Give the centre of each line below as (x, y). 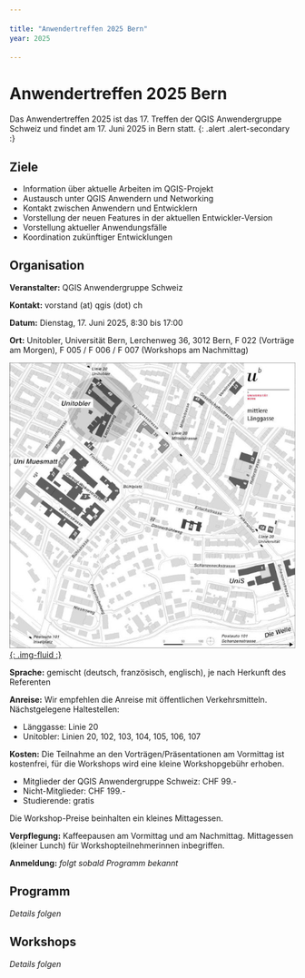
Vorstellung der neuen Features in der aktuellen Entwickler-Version (148, 217)
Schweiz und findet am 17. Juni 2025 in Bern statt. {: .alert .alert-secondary (150, 129)
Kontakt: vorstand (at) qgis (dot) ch (76, 305)
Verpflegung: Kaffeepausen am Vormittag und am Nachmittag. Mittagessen (151, 836)
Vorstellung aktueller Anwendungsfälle (95, 227)
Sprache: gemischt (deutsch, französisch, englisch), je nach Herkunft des (148, 673)
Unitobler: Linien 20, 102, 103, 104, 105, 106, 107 (112, 736)
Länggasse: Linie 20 (60, 727)
